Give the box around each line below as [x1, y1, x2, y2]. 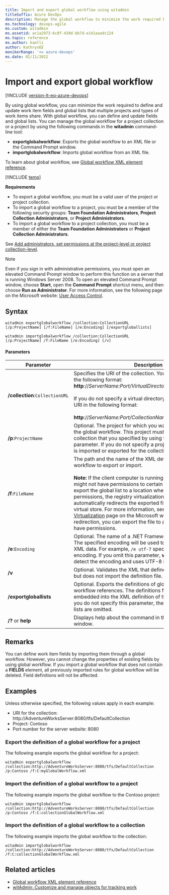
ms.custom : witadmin [5, 26, 49, 31]
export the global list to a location [73, 487, 152, 494]
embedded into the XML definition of [73, 593, 160, 601]
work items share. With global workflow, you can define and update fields [5, 113, 157, 119]
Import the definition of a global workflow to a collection [5, 822, 145, 829]
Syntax [5, 307, 28, 316]
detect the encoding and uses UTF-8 [73, 558, 162, 565]
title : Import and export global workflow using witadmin [5, 7, 129, 13]
